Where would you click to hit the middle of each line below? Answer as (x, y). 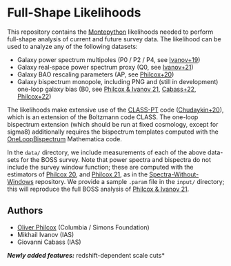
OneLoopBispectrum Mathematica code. (65, 139)
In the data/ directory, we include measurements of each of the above (107, 152)
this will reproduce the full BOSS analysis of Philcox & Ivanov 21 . (98, 189)
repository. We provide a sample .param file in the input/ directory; (130, 181)
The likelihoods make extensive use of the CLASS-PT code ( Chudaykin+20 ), (115, 110)
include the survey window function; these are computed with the (100, 167)
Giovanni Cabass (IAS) (49, 242)
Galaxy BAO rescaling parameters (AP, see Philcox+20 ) (96, 74)
